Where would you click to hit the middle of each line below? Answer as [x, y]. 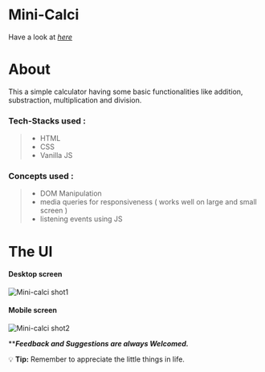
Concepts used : [41, 176]
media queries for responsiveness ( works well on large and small [148, 202]
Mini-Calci [44, 15]
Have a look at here [41, 37]
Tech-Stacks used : [47, 120]
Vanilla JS [56, 156]
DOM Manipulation [71, 193]
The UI [31, 251]
